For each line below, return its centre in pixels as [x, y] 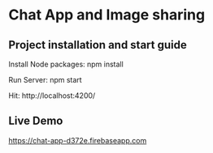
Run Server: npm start [46, 80]
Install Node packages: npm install [66, 64]
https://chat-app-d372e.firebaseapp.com [78, 140]
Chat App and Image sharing [107, 15]
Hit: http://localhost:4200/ [52, 96]
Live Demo [36, 121]
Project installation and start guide [98, 45]
